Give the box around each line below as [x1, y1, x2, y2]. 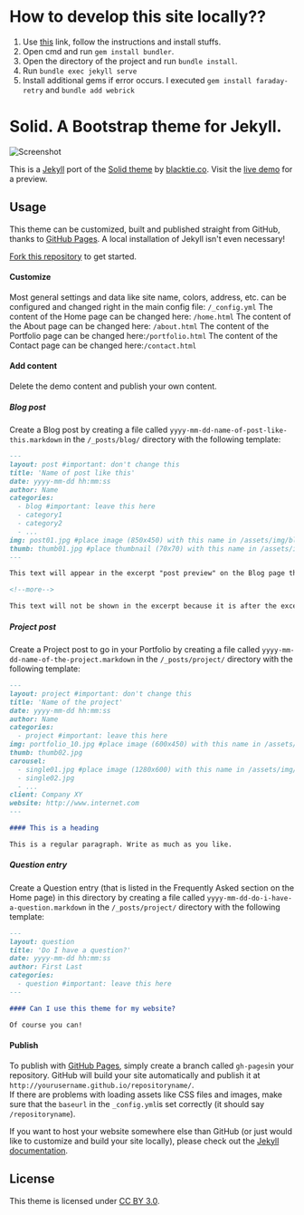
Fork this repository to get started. [9, 251, 138, 262]
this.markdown [9, 436, 63, 445]
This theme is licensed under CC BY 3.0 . [9, 1195, 160, 1206]
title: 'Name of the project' [9, 698, 124, 707]
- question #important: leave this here [17, 979, 172, 988]
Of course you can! [9, 1020, 83, 1029]
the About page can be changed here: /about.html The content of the [9, 320, 270, 332]
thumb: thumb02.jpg [9, 748, 83, 757]
